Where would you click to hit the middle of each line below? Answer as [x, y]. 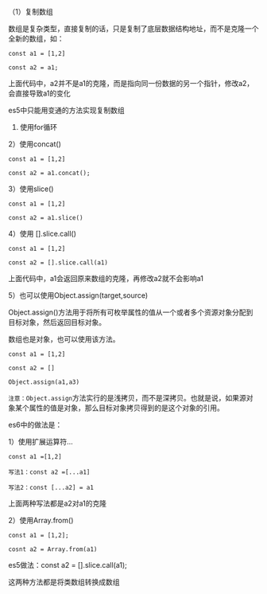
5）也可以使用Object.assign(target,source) [78, 295]
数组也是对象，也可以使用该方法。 [64, 339]
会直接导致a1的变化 [40, 93]
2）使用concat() [35, 144]
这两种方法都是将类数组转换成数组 [64, 582]
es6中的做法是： [35, 425]
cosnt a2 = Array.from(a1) [53, 549]
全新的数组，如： [36, 39]
